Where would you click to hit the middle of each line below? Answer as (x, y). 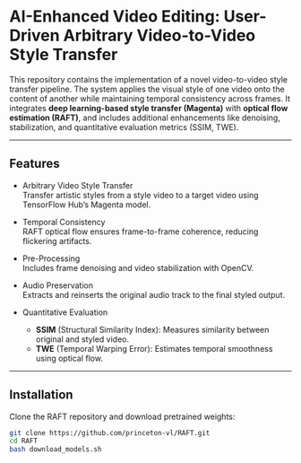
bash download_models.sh (56, 450)
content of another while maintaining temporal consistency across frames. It (150, 98)
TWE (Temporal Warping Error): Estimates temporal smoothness (154, 348)
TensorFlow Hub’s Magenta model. (86, 205)
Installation (41, 395)
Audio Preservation (58, 285)
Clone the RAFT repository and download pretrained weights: (122, 416)
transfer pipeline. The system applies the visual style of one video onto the (147, 89)
